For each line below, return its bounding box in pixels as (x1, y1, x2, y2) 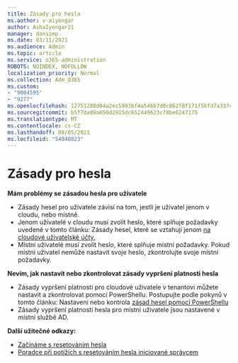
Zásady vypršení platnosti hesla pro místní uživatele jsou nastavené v (17, 306, 220, 314)
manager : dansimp (7, 30, 59, 38)
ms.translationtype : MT (7, 115, 78, 122)
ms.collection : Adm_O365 (7, 76, 81, 83)
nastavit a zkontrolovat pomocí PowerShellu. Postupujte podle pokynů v (17, 291, 227, 299)
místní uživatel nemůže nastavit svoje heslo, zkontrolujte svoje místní (17, 248, 219, 257)
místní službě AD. (17, 313, 69, 322)
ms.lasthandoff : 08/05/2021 (7, 129, 91, 136)
